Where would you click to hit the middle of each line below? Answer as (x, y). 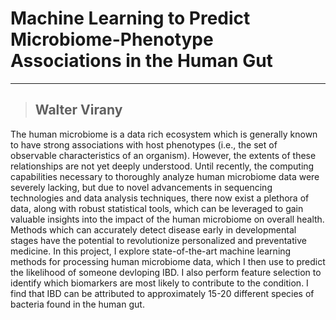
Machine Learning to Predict (130, 18)
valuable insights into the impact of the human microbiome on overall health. (167, 219)
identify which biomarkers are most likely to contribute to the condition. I (159, 283)
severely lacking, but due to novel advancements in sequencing (141, 187)
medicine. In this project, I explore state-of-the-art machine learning (151, 251)
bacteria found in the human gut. (77, 304)
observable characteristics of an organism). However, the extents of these (163, 155)
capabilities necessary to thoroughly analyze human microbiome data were (165, 176)
